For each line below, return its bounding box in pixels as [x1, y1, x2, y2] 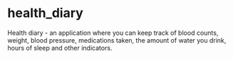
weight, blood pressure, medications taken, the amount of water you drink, [7, 36, 227, 44]
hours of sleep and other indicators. [7, 43, 113, 52]
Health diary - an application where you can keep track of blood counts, [7, 28, 219, 37]
